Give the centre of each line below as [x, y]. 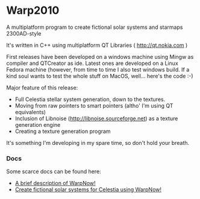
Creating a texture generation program [63, 131]
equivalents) [30, 112]
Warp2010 [33, 11]
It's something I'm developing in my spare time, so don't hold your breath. [98, 142]
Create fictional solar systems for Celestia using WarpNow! [88, 189]
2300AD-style [24, 33]
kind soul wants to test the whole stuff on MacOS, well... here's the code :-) [100, 76]
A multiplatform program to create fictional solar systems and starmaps [95, 27]
